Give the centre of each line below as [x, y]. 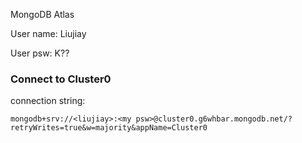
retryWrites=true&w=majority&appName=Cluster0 [109, 128]
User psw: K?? [40, 53]
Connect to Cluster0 [61, 79]
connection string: [48, 101]
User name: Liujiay [48, 33]
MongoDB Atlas [42, 14]
